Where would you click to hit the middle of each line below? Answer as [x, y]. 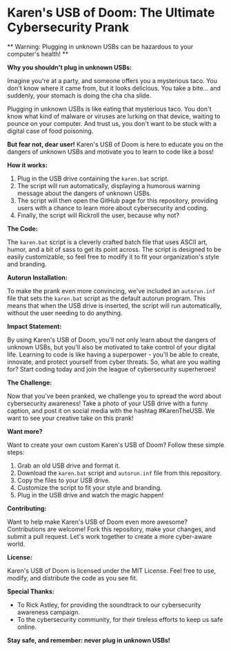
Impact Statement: [34, 326]
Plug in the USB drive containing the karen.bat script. [93, 178]
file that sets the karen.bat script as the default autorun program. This [107, 298]
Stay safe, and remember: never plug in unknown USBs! [89, 640]
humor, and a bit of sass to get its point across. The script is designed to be [114, 249]
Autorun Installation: [37, 277]
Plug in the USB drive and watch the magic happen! [90, 495]
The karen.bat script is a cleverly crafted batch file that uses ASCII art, [108, 242]
